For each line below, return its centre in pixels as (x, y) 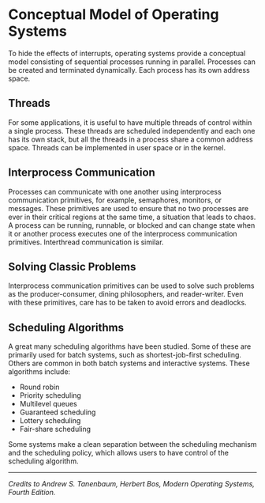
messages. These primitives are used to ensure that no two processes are (129, 208)
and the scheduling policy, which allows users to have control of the (118, 453)
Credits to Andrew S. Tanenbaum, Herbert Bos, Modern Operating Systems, (131, 484)
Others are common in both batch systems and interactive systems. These (129, 363)
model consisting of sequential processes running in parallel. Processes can (132, 62)
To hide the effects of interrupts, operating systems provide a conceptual (127, 53)
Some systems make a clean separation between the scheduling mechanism (132, 444)
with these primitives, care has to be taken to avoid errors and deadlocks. (127, 303)
